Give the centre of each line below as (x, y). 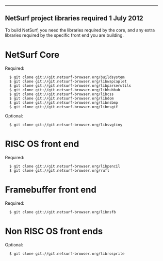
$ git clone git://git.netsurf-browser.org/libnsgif (64, 107)
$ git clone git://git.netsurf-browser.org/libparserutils (70, 85)
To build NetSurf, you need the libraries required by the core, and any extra (80, 30)
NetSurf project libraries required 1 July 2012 (74, 18)
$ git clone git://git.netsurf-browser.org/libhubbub (65, 90)
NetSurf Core (32, 55)
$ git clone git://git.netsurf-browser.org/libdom (62, 98)
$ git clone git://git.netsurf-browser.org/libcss (62, 94)
